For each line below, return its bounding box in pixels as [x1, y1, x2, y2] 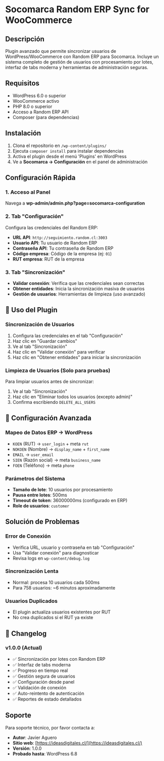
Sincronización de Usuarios [5, 321, 74, 328]
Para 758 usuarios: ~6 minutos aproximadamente [12, 584, 115, 591]
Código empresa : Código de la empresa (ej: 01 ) [12, 250, 112, 256]
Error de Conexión [5, 533, 51, 540]
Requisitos [5, 79, 39, 87]
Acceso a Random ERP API [12, 108, 69, 115]
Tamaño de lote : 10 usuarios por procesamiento [12, 486, 113, 492]
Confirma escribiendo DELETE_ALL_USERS [12, 399, 96, 405]
